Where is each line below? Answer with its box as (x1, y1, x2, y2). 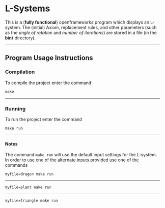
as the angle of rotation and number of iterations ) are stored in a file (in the (5, 30, 157, 35)
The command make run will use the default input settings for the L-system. (5, 152, 157, 158)
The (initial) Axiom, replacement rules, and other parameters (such (22, 24, 157, 30)
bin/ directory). (5, 35, 36, 41)
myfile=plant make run (5, 185, 52, 190)
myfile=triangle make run (5, 198, 58, 203)
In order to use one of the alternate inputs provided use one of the (5, 157, 139, 163)
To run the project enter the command (5, 116, 82, 122)
